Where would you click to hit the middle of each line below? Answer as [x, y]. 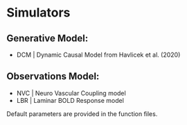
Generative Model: [47, 38]
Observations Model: [53, 76]
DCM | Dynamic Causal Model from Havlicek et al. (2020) [98, 55]
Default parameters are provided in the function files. [82, 114]
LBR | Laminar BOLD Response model [70, 100]
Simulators [38, 13]
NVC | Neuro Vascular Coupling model [71, 93]
